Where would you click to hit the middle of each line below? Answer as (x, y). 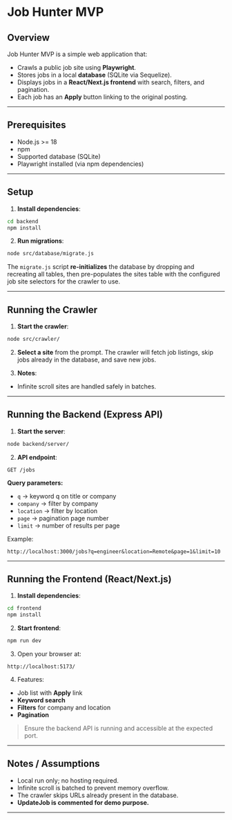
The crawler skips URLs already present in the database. (98, 795)
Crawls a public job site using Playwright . (77, 67)
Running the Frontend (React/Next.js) (89, 579)
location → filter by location (57, 511)
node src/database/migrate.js (51, 254)
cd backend (23, 221)
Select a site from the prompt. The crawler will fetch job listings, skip (115, 352)
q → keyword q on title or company (67, 496)
